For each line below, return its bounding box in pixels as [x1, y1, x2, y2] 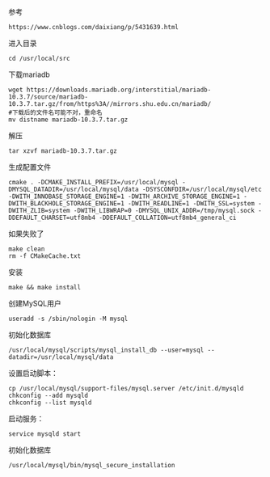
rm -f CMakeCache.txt [8, 252, 82, 260]
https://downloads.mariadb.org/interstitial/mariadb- [26, 86, 212, 94]
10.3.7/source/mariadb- [8, 93, 89, 101]
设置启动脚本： [8, 369, 58, 378]
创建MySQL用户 [8, 298, 62, 308]
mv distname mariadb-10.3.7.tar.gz [8, 116, 129, 124]
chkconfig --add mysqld [8, 391, 89, 399]
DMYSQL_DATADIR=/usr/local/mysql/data [8, 185, 139, 193]
